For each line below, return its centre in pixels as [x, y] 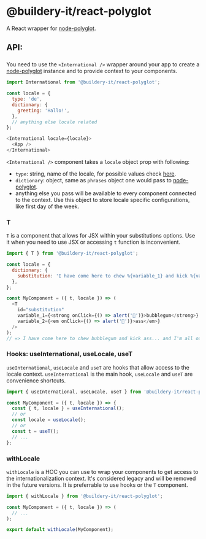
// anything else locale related [55, 122]
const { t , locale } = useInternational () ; [68, 409]
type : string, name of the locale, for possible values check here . [96, 174]
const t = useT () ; [36, 431]
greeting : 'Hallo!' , [44, 111]
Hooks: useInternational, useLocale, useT [70, 354]
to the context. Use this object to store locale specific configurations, [102, 200]
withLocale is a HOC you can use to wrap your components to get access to [102, 471]
